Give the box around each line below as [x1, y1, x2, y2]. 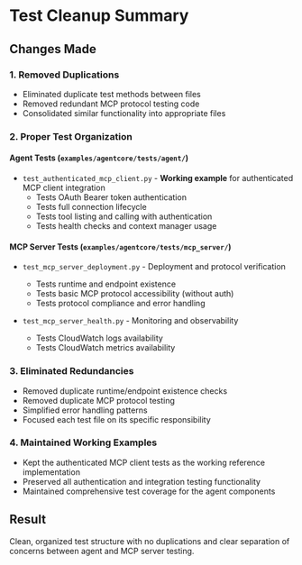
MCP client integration [22, 182, 105, 193]
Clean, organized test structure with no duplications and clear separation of [9, 535, 290, 546]
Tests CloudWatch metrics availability [35, 342, 176, 353]
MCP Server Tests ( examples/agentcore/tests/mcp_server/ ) [9, 241, 232, 252]
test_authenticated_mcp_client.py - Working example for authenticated [22, 173, 294, 183]
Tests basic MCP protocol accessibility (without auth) [35, 288, 234, 299]
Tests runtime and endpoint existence [35, 278, 177, 289]
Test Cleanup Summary [9, 5, 189, 26]
